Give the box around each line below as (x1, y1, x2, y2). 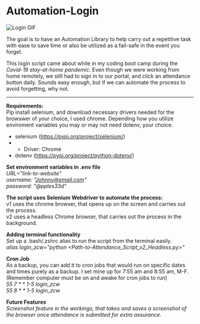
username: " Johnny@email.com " (6, 176, 87, 183)
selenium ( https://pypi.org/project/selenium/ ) (14, 132, 126, 140)
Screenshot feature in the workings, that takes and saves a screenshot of (6, 304, 187, 311)
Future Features (6, 298, 46, 306)
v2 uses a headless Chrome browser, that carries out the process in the (6, 213, 182, 220)
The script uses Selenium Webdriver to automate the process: (6, 194, 163, 201)
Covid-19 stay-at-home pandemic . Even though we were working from (6, 66, 180, 73)
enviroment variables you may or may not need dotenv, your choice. (6, 121, 174, 128)
